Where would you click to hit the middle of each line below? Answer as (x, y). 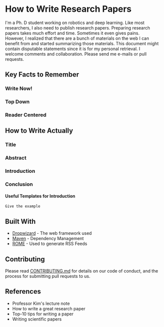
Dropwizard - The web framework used (52, 233)
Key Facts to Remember (42, 75)
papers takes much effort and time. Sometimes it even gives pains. (72, 33)
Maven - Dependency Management (48, 239)
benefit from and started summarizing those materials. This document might (82, 43)
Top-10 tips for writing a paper (43, 314)
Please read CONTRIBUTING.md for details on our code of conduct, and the (82, 271)
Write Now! (19, 88)
